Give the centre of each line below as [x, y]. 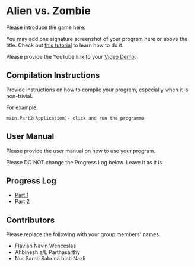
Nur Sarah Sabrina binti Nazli [50, 259]
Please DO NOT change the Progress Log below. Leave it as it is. [85, 162]
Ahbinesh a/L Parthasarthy [47, 252]
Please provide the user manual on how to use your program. [81, 151]
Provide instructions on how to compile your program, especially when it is [97, 90]
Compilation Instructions [53, 75]
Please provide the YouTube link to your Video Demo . [71, 56]
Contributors [31, 220]
